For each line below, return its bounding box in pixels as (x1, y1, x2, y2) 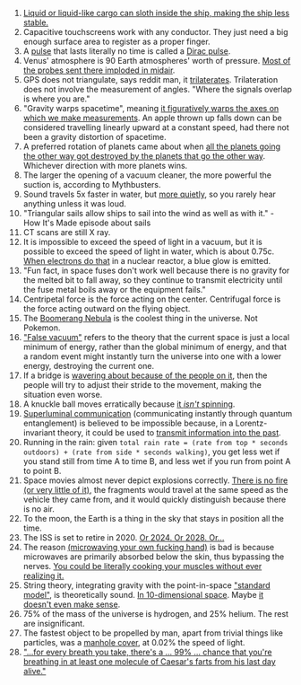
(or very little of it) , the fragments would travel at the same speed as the (22, 485, 289, 495)
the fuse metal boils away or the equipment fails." (22, 285, 206, 294)
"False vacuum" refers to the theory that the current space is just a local (22, 332, 290, 342)
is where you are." (22, 93, 90, 104)
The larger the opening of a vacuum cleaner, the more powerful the (22, 170, 272, 180)
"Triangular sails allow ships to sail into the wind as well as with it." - (22, 208, 274, 218)
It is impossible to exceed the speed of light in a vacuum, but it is (22, 237, 262, 247)
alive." (22, 666, 47, 676)
